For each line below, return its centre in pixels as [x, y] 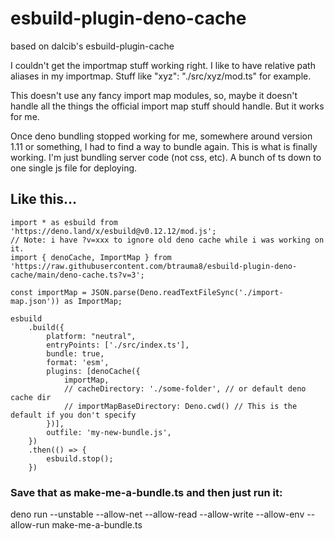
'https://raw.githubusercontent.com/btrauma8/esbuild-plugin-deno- [154, 266]
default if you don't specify [73, 415]
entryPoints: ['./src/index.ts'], [118, 345]
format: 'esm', [78, 362]
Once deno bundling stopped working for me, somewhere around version [161, 136]
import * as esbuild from [64, 222]
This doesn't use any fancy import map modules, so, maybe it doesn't [154, 95]
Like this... [44, 199]
